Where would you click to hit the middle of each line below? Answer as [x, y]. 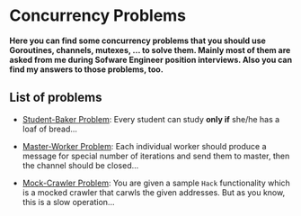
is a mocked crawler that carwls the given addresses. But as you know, [154, 192]
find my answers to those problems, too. [86, 69]
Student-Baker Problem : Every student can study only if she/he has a [151, 119]
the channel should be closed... [80, 165]
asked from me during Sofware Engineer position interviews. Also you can [151, 59]
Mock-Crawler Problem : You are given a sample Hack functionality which [156, 183]
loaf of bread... [50, 129]
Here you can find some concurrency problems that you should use [138, 40]
